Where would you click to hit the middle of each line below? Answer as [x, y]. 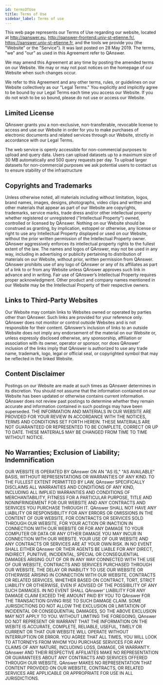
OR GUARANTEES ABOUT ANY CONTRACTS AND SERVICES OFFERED [76, 658]
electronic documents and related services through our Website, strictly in [79, 135]
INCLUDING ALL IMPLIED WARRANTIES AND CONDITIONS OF [68, 492]
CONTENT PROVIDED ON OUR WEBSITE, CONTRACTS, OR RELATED [74, 668]
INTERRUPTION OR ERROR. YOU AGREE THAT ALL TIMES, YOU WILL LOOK [81, 637]
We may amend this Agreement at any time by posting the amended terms [80, 62]
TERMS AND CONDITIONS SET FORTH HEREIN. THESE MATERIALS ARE [78, 422]
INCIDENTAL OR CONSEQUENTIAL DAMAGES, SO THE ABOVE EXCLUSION [81, 611]
